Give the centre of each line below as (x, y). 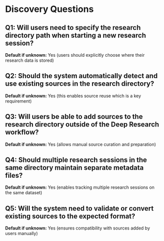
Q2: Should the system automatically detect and (82, 76)
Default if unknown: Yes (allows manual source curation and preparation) (81, 144)
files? (14, 176)
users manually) (22, 234)
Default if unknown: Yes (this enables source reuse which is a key (73, 96)
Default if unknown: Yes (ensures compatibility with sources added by (78, 228)
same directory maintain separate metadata (75, 168)
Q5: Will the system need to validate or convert (80, 208)
